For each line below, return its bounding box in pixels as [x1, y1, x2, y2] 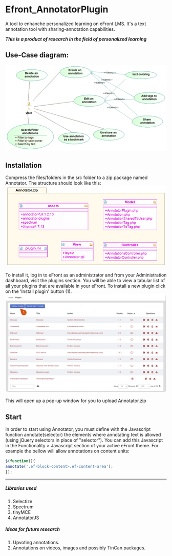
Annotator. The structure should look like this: [5, 180, 101, 186]
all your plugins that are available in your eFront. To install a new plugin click [5, 283, 166, 289]
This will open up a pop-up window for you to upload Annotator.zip [5, 398, 147, 404]
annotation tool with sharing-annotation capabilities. [5, 26, 115, 32]
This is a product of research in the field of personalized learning [5, 36, 147, 42]
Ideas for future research [5, 526, 60, 532]
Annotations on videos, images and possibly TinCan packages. [12, 545, 146, 551]
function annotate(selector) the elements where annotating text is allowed [5, 432, 161, 438]
